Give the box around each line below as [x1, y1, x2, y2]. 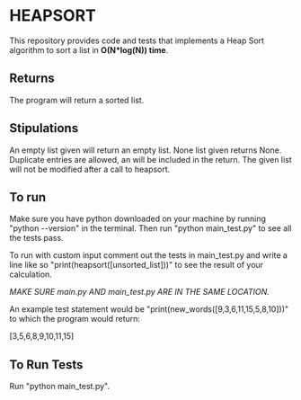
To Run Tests [9, 357, 84, 372]
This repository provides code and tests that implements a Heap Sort [9, 35, 265, 46]
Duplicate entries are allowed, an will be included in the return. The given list [9, 154, 292, 164]
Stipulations [9, 120, 79, 136]
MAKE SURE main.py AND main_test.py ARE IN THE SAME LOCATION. [9, 287, 270, 298]
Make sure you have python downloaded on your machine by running [9, 213, 267, 225]
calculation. [9, 269, 52, 280]
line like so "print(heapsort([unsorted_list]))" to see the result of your [9, 260, 263, 271]
